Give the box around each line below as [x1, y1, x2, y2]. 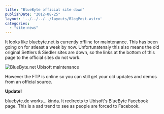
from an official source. [5, 79, 53, 85]
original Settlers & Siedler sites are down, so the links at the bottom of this [5, 50, 155, 56]
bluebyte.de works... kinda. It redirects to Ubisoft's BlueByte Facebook [5, 98, 149, 104]
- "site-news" [9, 26, 38, 30]
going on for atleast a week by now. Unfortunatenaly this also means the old [5, 44, 160, 50]
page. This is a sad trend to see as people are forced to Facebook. [5, 103, 140, 109]
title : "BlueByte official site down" [5, 7, 85, 12]
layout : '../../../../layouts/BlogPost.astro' [5, 16, 102, 21]
